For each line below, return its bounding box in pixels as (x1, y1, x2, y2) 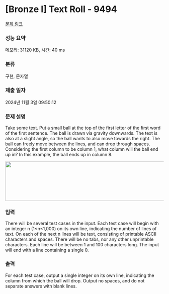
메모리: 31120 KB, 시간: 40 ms (5, 47, 65, 53)
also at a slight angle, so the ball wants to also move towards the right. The (5, 136, 160, 142)
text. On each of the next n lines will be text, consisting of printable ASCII (5, 231, 157, 237)
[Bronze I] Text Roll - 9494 (5, 4, 117, 15)
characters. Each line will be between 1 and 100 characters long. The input (5, 242, 159, 248)
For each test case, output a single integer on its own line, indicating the (5, 272, 154, 278)
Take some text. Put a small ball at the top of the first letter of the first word (5, 125, 161, 131)
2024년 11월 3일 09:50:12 (5, 99, 57, 105)
